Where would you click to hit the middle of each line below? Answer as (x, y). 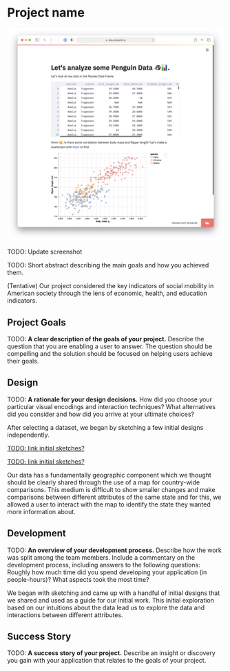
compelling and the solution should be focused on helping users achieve (110, 353)
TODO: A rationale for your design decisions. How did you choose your (109, 399)
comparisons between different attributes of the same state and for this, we (114, 497)
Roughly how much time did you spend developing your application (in (107, 572)
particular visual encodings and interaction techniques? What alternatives (111, 406)
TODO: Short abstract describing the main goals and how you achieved (108, 265)
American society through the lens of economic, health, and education (107, 293)
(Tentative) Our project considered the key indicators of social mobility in (111, 286)
